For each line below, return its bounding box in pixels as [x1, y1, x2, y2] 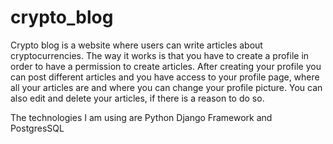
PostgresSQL [10, 122, 65, 134]
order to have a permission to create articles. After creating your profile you [10, 60, 322, 72]
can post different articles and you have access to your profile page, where [10, 71, 320, 83]
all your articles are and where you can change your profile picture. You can [10, 81, 323, 93]
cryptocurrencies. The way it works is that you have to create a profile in [10, 49, 310, 61]
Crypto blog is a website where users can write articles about [10, 39, 263, 51]
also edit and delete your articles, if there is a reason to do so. [10, 92, 265, 104]
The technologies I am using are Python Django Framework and [10, 111, 273, 123]
